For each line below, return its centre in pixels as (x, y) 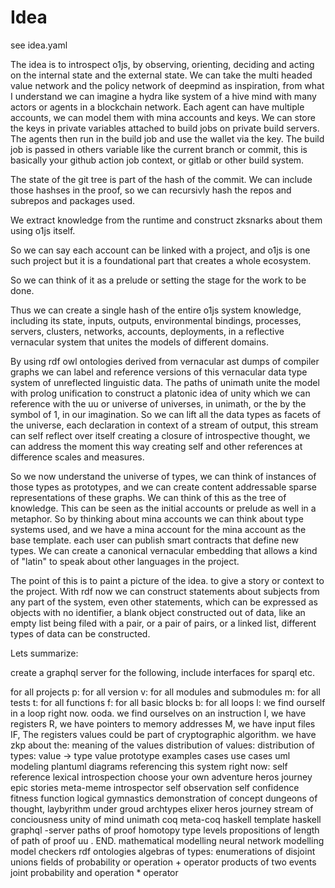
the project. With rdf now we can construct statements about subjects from (165, 591)
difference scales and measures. (77, 457)
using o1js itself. (43, 230)
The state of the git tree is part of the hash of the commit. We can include (161, 179)
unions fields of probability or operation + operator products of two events (163, 862)
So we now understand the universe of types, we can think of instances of (163, 476)
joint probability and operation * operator (94, 872)
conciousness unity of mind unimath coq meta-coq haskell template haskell (166, 819)
